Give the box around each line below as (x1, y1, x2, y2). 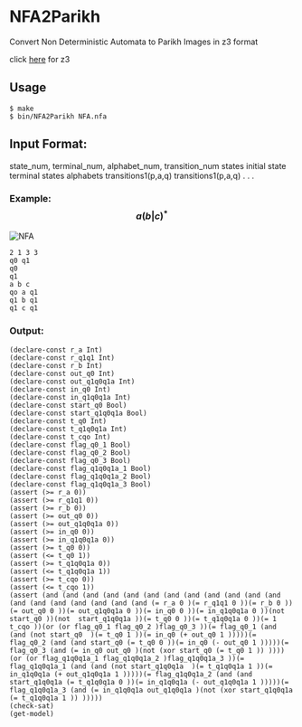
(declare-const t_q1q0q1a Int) (9, 424, 127, 433)
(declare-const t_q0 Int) (9, 416, 107, 426)
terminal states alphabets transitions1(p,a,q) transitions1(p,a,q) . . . (9, 170, 255, 181)
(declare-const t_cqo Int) (9, 432, 111, 441)
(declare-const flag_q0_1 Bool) (9, 440, 131, 449)
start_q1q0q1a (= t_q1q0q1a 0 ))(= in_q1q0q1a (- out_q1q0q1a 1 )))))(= (9, 677, 289, 686)
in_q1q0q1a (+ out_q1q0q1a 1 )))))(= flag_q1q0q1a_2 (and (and (9, 669, 253, 679)
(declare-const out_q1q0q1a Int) (9, 377, 136, 386)
